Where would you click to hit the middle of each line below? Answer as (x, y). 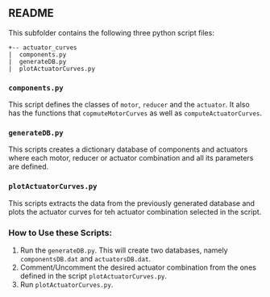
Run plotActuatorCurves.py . (66, 284)
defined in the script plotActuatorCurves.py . (93, 276)
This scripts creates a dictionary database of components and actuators (128, 149)
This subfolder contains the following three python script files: (112, 32)
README (31, 13)
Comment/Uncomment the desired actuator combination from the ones (138, 267)
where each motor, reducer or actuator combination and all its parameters (131, 158)
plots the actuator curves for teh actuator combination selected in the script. (135, 211)
